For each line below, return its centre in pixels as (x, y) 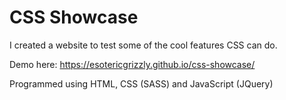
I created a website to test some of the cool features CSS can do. (143, 45)
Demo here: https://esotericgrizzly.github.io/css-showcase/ (132, 64)
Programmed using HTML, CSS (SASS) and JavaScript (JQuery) (141, 83)
